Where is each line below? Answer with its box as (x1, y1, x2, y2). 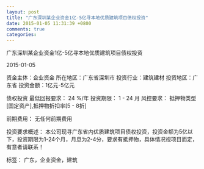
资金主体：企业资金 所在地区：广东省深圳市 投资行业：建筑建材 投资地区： (6, 74, 193, 81)
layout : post (6, 9, 40, 15)
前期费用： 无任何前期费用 (6, 115, 72, 123)
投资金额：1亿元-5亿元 (18, 82, 75, 89)
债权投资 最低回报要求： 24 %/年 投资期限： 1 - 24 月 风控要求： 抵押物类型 (6, 95, 197, 102)
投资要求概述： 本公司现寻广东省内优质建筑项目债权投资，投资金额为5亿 (6, 128, 188, 135)
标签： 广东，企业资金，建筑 (6, 156, 78, 164)
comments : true (6, 26, 45, 32)
